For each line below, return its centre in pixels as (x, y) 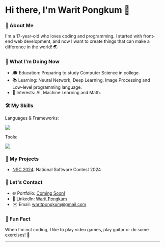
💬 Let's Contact (24, 182)
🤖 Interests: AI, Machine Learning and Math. (56, 92)
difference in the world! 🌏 (31, 47)
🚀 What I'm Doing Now (32, 62)
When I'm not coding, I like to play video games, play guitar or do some (77, 229)
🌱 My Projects (22, 159)
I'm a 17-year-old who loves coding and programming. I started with (74, 36)
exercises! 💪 (17, 235)
